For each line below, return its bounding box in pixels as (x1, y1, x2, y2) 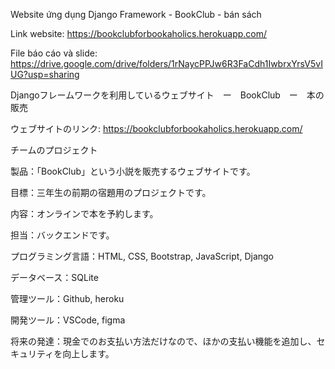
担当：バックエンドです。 (10, 229, 115, 241)
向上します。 (62, 348, 115, 359)
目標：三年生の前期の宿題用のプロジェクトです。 (10, 187, 212, 198)
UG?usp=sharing (10, 69, 80, 80)
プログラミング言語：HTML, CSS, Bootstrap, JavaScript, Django (10, 250, 274, 262)
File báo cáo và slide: (10, 47, 98, 59)
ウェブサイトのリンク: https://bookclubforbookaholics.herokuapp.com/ (10, 123, 303, 134)
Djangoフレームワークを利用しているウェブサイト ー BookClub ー (10, 89, 298, 101)
